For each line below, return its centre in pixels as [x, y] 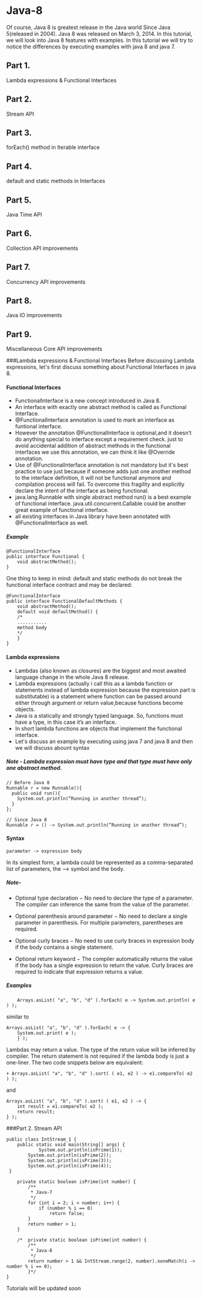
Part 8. [19, 301]
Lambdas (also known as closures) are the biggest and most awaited [100, 670]
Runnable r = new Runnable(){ [44, 788]
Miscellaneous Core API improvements [54, 349]
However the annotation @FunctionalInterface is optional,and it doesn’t [103, 433]
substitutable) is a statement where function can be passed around [98, 696]
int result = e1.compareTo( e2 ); [60, 1106]
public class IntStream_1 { [42, 1139]
